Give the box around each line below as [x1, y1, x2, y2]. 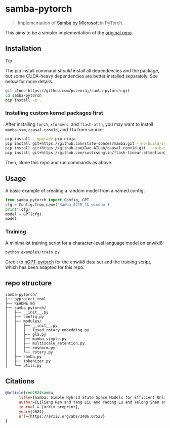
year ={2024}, [18, 409, 47, 414]
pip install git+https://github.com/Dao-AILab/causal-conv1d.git [5, 145, 146, 151]
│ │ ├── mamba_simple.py [5, 336, 67, 342]
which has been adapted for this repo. [5, 264, 85, 270]
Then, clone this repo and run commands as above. [5, 160, 113, 166]
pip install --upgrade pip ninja [5, 136, 76, 141]
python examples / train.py [5, 249, 60, 255]
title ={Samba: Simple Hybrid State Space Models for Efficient [18, 395, 155, 400]
